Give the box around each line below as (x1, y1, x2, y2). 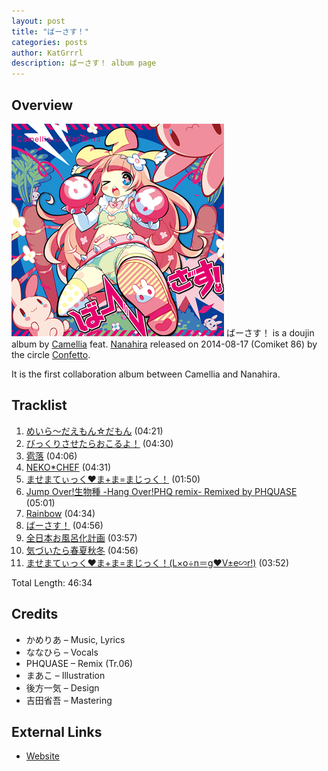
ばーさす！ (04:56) (25, 519, 104, 531)
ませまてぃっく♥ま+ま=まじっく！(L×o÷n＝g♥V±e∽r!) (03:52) (25, 556, 289, 569)
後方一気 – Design (25, 681, 100, 694)
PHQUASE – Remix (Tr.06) (25, 657, 134, 669)
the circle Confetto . (11, 348, 91, 360)
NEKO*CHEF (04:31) (25, 461, 112, 473)
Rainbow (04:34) (25, 507, 96, 519)
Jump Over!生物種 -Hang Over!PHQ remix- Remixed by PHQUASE (25, 485, 298, 497)
